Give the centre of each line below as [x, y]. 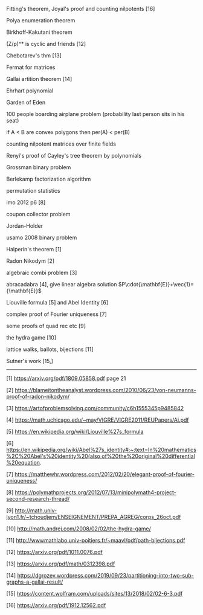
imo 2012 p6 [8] [26, 202]
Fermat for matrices [31, 67]
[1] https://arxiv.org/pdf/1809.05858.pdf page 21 [66, 378]
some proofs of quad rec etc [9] [46, 326]
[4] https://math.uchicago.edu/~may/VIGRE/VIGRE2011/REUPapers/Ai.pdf [98, 420]
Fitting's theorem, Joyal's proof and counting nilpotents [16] [81, 9]
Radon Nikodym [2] [31, 261]
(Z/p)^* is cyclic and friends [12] [46, 44]
